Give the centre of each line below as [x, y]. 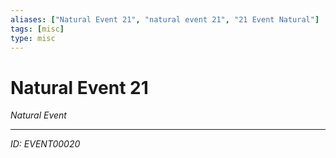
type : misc [33, 38]
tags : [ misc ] [37, 29]
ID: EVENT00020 [45, 144]
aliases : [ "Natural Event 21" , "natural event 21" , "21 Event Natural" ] [165, 19]
